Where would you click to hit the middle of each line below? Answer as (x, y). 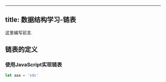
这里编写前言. (19, 32)
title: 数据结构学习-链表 (41, 20)
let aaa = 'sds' (22, 75)
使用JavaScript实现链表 (34, 65)
